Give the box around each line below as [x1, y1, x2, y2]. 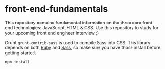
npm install [5, 59, 30, 64]
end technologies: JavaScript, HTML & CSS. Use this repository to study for [5, 24, 159, 30]
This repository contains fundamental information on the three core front [5, 20, 153, 25]
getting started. [5, 50, 36, 56]
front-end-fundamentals [5, 3, 108, 15]
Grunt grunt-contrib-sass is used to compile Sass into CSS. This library [5, 39, 151, 45]
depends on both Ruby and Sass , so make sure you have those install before [5, 45, 161, 50]
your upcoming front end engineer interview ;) [5, 30, 99, 36]
